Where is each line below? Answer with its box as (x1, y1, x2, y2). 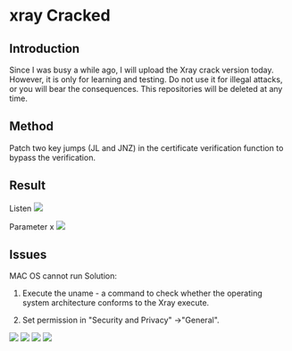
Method (9, 119, 54, 134)
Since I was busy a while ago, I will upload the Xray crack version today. (9, 64, 274, 75)
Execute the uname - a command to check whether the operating (21, 288, 263, 299)
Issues (9, 247, 47, 263)
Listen (9, 203, 32, 213)
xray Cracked (9, 5, 111, 26)
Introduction (9, 41, 80, 56)
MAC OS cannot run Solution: (9, 271, 118, 281)
